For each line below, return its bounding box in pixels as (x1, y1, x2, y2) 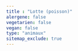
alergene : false (6, 14, 46, 20)
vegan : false (6, 25, 38, 31)
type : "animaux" (6, 30, 46, 36)
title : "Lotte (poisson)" (6, 8, 73, 15)
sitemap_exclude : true (6, 36, 62, 42)
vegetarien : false (6, 19, 51, 25)
